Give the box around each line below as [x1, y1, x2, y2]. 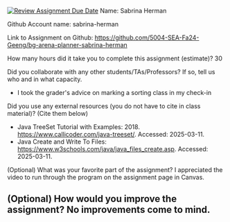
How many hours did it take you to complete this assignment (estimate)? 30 [7, 54, 223, 62]
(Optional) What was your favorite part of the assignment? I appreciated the [7, 166, 223, 173]
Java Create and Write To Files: [17, 137, 107, 146]
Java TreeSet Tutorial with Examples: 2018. [17, 123, 141, 131]
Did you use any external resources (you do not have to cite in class [7, 102, 201, 110]
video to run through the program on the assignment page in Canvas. [7, 173, 204, 181]
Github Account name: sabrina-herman [7, 20, 119, 28]
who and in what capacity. [7, 75, 82, 83]
